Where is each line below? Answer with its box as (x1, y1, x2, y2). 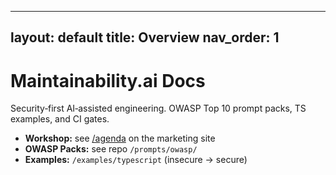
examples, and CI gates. (10, 113, 110, 125)
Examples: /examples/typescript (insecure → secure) (24, 154, 248, 166)
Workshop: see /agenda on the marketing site (24, 132, 216, 145)
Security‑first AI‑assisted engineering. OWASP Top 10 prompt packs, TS (10, 102, 307, 115)
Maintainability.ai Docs (10, 69, 206, 92)
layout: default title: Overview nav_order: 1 (10, 29, 280, 46)
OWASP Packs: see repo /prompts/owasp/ (24, 143, 198, 155)
